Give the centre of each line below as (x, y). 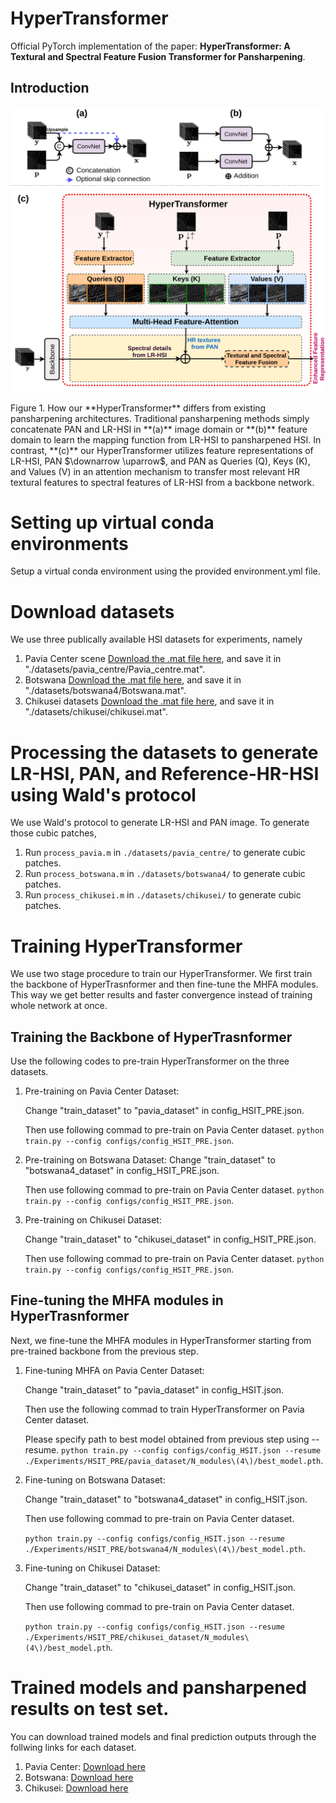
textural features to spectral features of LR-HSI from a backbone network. (162, 482)
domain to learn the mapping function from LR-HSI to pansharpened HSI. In (166, 439)
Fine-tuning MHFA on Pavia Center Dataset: (114, 1370)
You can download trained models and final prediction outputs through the (163, 1736)
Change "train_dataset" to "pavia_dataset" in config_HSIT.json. (154, 1389)
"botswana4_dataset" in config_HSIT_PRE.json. (122, 1171)
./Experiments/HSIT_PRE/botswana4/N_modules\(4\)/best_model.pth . (165, 1548)
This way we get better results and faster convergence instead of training (161, 995)
